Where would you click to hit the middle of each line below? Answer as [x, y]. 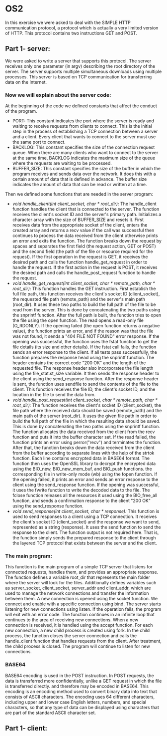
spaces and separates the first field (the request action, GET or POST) [84, 246]
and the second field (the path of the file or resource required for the [83, 251]
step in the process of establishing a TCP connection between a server [85, 131]
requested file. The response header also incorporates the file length [83, 368]
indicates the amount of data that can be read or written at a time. [80, 185]
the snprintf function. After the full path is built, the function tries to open [87, 315]
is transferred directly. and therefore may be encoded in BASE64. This [77, 686]
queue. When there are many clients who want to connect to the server [85, 153]
